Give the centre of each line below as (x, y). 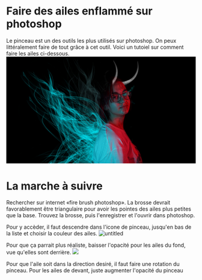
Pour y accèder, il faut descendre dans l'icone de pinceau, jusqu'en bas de (99, 227)
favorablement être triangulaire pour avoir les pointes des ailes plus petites (99, 209)
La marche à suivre (55, 186)
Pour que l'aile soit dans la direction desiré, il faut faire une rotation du (93, 264)
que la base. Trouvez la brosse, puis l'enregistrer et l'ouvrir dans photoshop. (101, 215)
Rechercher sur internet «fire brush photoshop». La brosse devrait (88, 203)
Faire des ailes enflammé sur (79, 11)
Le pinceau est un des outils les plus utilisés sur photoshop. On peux (91, 40)
